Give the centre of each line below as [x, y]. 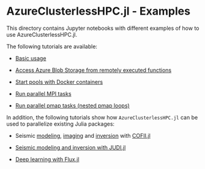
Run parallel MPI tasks [43, 93]
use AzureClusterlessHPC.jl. [42, 34]
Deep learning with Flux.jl [47, 159]
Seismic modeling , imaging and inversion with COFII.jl [83, 135]
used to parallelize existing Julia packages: [61, 124]
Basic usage [31, 58]
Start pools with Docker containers [59, 82]
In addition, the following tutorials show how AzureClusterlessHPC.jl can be [102, 117]
